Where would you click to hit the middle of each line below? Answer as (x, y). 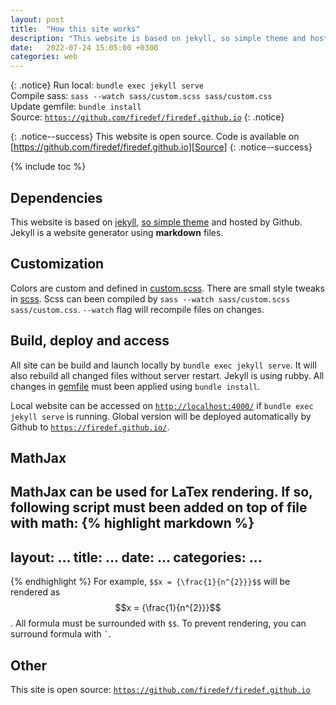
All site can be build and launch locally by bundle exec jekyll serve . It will (163, 365)
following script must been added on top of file (159, 507)
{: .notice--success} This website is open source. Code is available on (155, 137)
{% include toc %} (48, 167)
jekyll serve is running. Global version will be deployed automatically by (161, 416)
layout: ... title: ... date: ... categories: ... (136, 557)
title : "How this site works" (75, 29)
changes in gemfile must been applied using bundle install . (135, 386)
